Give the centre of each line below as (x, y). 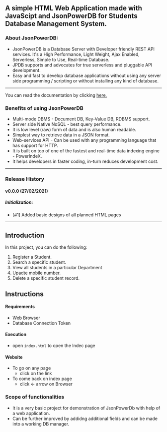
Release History (25, 179)
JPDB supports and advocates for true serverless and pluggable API (82, 65)
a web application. (31, 413)
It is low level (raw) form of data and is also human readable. (74, 129)
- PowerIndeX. (27, 156)
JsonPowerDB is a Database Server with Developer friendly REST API (83, 49)
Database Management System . (56, 24)
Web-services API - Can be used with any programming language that (84, 140)
